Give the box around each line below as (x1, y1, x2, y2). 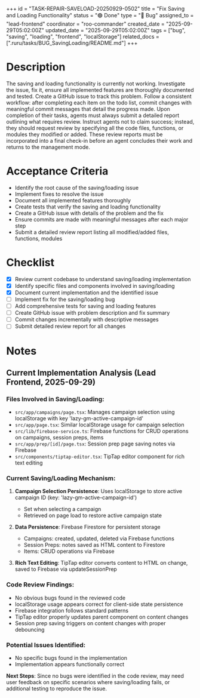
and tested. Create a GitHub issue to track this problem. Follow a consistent (6, 93, 192, 100)
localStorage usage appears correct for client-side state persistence (14, 600, 183, 608)
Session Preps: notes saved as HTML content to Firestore (23, 542, 165, 549)
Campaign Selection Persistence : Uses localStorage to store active (14, 488, 183, 495)
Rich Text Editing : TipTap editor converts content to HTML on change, (14, 559, 188, 567)
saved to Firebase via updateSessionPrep (14, 565, 118, 573)
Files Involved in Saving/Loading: (6, 395, 104, 403)
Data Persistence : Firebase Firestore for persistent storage (14, 524, 161, 531)
